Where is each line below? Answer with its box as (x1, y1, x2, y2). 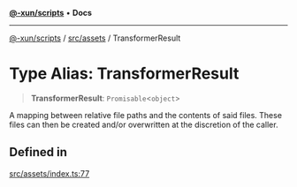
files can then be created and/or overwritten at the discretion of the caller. (9, 119, 278, 130)
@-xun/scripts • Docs (9, 8, 93, 18)
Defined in (9, 145, 68, 160)
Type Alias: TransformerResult (9, 64, 240, 84)
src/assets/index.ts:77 (9, 168, 90, 179)
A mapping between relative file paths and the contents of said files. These (9, 109, 283, 120)
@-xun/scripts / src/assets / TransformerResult (9, 33, 181, 43)
